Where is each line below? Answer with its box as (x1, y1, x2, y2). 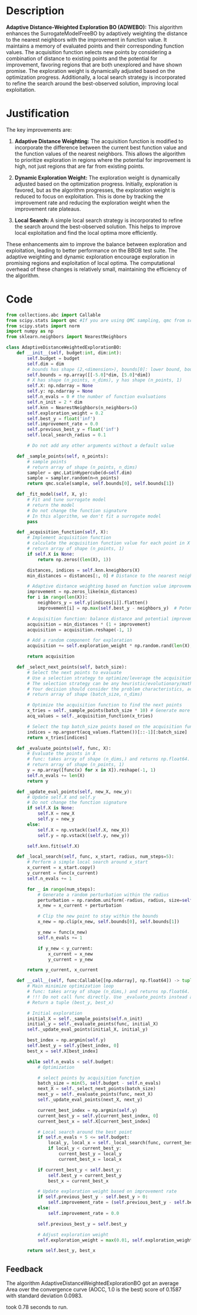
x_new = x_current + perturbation (37, 902, 122, 909)
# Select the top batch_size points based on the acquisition (27, 723, 182, 729)
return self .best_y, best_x (27, 1248, 96, 1254)
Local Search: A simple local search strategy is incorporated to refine (14, 217, 183, 224)
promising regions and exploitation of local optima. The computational (6, 259, 175, 266)
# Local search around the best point (37, 1129, 133, 1135)
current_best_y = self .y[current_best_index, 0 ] (37, 1113, 159, 1119)
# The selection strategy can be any (27, 680, 119, 686)
